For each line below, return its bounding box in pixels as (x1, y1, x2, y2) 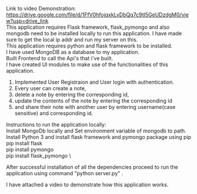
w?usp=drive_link (6, 18, 49, 24)
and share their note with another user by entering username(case (14, 104, 176, 110)
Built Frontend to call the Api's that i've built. (6, 55, 113, 62)
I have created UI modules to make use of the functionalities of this (6, 61, 169, 68)
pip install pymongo (6, 146, 54, 153)
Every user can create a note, (14, 85, 86, 91)
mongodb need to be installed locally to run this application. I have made (6, 30, 182, 37)
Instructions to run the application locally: (6, 121, 106, 128)
